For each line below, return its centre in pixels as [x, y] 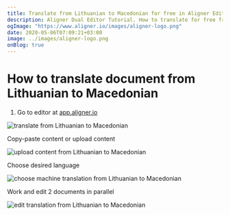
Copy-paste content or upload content [61, 139]
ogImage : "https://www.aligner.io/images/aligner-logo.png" [95, 26]
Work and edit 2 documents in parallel [61, 191]
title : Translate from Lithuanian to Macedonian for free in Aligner [108, 13]
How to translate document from [101, 79]
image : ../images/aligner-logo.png [58, 39]
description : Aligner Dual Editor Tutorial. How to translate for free [111, 20]
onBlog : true [26, 45]
